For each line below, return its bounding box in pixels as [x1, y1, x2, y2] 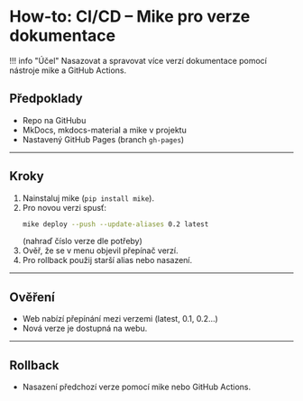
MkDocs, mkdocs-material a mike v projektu [22, 124, 187, 135]
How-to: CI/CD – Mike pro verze [9, 6, 251, 27]
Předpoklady [9, 91, 83, 106]
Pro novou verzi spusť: [22, 202, 106, 213]
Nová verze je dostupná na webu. [22, 323, 148, 334]
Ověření [9, 289, 56, 305]
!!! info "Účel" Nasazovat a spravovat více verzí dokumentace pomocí [9, 55, 268, 66]
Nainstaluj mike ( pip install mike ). [22, 192, 155, 204]
